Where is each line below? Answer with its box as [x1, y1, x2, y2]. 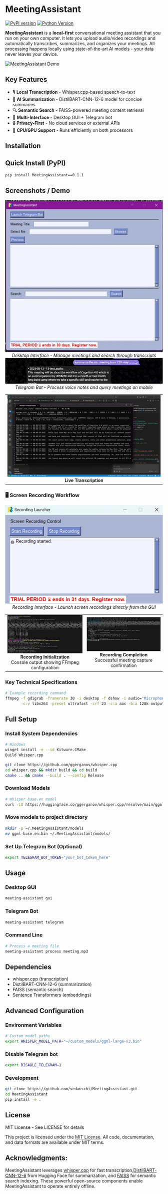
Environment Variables [5, 1021, 62, 1028]
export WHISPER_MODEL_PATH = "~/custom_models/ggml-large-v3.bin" [5, 1039, 142, 1044]
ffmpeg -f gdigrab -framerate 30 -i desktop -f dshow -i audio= [5, 695, 142, 701]
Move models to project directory [5, 814, 88, 821]
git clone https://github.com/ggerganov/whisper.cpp [5, 762, 117, 767]
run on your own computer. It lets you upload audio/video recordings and [5, 35, 156, 41]
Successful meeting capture [94, 657, 153, 663]
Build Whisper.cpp [5, 753, 43, 758]
